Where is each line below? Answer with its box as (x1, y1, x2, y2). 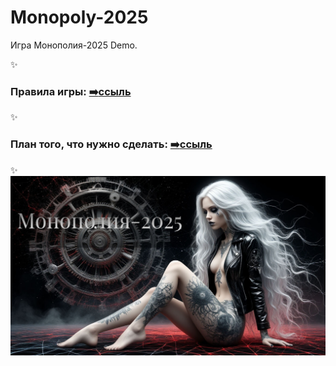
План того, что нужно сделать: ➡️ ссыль (10, 137, 213, 151)
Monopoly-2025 (10, 6, 149, 29)
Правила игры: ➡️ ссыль (10, 84, 132, 98)
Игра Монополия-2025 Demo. (10, 39, 138, 51)
